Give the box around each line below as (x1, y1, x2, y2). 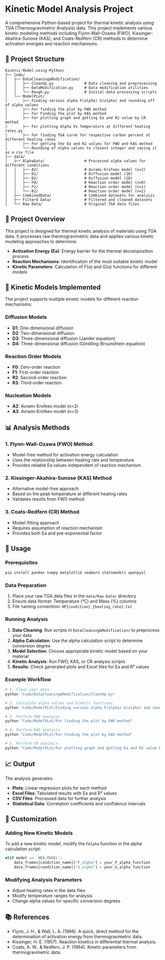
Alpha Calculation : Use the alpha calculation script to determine (12, 638, 143, 643)
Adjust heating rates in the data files (12, 888, 85, 894)
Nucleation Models (5, 392, 52, 399)
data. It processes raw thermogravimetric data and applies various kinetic (5, 233, 154, 239)
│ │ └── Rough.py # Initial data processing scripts (5, 90, 157, 95)
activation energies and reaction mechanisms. (5, 40, 98, 46)
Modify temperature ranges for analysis (12, 893, 92, 899)
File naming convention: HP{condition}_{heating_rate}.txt (12, 604, 133, 609)
